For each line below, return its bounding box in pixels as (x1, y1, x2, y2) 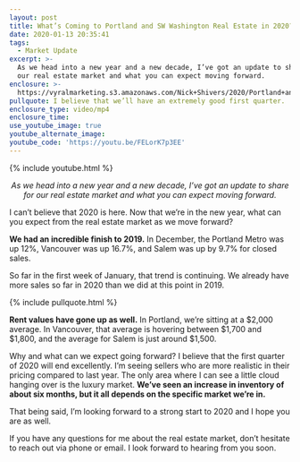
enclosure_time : (9, 113, 70, 122)
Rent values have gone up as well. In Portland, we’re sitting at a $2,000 (9, 314, 274, 325)
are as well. (9, 415, 52, 426)
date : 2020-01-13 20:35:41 (9, 30, 110, 38)
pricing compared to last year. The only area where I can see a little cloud (9, 369, 279, 381)
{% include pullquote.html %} (9, 296, 118, 307)
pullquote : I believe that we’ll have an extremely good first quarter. (9, 96, 286, 106)
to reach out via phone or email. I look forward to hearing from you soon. (9, 442, 277, 453)
